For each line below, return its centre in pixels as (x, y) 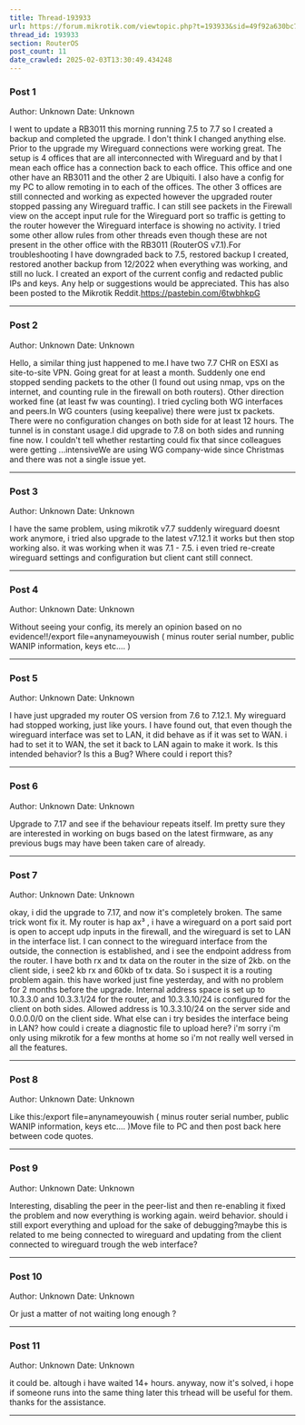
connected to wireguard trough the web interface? (103, 1244)
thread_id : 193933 (44, 35)
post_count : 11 (38, 52)
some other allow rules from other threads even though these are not (138, 235)
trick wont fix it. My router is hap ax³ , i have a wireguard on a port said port (151, 922)
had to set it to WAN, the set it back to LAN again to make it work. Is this (144, 745)
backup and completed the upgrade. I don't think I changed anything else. (148, 139)
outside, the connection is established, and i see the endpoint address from (151, 951)
